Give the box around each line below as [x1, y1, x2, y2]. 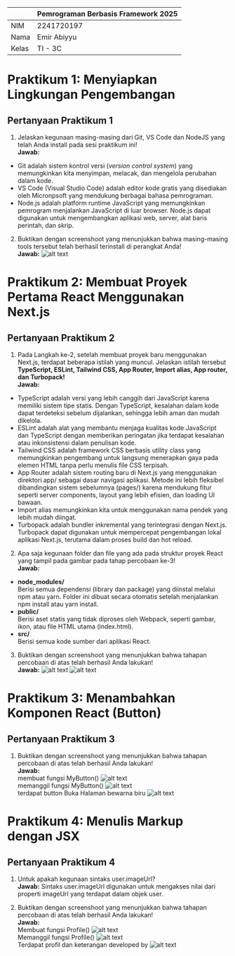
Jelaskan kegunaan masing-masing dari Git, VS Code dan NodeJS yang [17, 133, 226, 141]
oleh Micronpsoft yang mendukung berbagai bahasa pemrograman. [17, 191, 214, 199]
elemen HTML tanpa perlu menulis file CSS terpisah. [17, 461, 170, 469]
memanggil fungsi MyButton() [17, 781, 104, 790]
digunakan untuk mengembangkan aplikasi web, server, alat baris [17, 214, 208, 222]
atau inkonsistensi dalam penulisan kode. [17, 438, 137, 447]
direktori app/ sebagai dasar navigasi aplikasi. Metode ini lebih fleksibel [17, 476, 224, 484]
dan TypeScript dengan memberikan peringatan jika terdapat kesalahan [17, 431, 224, 439]
